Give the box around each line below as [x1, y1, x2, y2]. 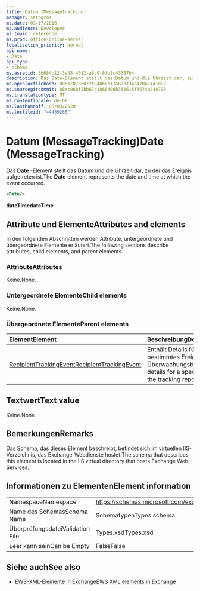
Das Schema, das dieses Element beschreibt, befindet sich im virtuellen [6, 445, 182, 452]
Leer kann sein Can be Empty [9, 542, 90, 550]
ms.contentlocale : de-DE [6, 97, 68, 103]
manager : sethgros [6, 14, 52, 20]
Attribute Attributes [6, 262, 62, 271]
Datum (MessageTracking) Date [6, 134, 164, 148]
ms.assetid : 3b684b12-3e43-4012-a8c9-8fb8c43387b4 [6, 70, 135, 76]
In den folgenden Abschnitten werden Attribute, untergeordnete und [6, 235, 173, 242]
